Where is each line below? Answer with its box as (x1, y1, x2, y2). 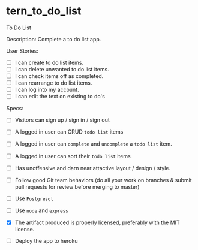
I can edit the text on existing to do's (14, 93, 105, 100)
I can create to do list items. (14, 59, 84, 66)
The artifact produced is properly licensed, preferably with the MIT (14, 219, 180, 226)
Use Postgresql (14, 195, 54, 202)
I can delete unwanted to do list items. (14, 66, 109, 73)
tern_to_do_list (6, 4, 82, 18)
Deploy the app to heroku (14, 237, 78, 244)
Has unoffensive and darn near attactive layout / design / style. (14, 164, 171, 171)
